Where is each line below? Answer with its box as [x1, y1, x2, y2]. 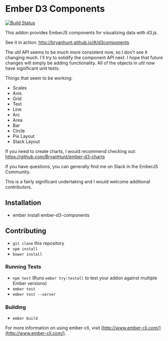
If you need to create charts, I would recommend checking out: [5, 148, 136, 154]
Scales [12, 84, 27, 91]
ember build [12, 316, 38, 321]
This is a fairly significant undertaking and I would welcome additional [5, 178, 150, 184]
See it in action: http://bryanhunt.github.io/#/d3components [5, 39, 130, 45]
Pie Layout [12, 133, 35, 139]
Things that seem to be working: [5, 75, 73, 81]
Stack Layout [12, 138, 40, 144]
